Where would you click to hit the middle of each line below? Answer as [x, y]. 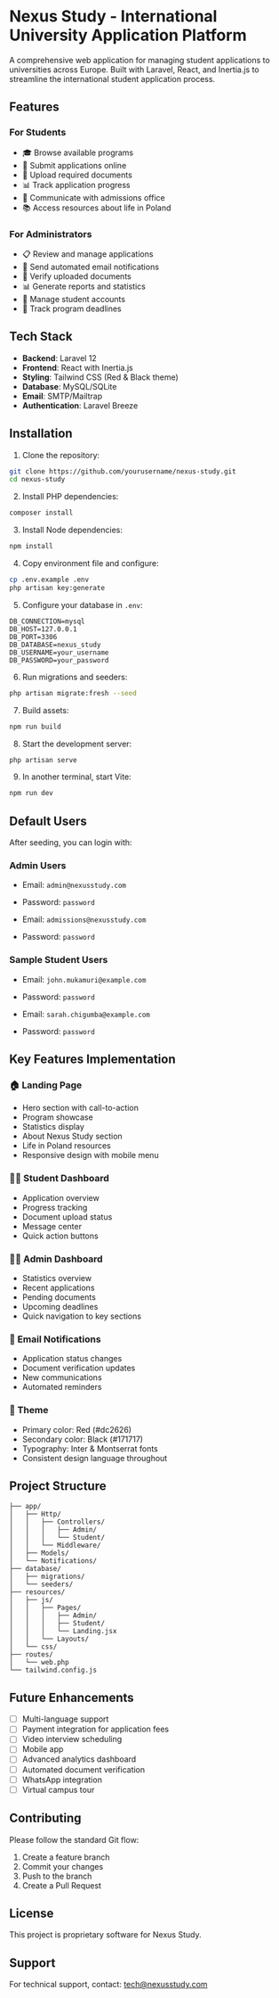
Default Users [48, 821]
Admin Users [38, 866]
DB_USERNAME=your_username [59, 653]
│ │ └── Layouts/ [49, 1639]
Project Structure [58, 1486]
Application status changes [72, 1359]
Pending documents [59, 1297]
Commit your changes [63, 1866]
